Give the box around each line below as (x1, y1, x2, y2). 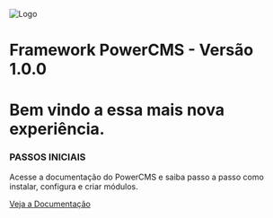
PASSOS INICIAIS (9, 151, 86, 163)
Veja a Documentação (9, 198, 92, 209)
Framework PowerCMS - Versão (9, 40, 254, 60)
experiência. (9, 119, 105, 139)
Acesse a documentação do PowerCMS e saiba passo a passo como (9, 171, 265, 182)
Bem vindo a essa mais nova (9, 100, 225, 120)
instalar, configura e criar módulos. (9, 180, 139, 192)
